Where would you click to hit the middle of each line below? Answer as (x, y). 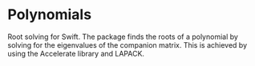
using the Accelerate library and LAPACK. (76, 53)
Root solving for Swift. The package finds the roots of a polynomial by (123, 37)
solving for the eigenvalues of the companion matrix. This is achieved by (127, 45)
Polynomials (50, 15)
